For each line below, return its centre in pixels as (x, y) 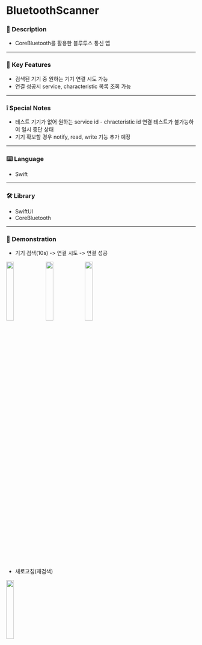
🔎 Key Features (29, 65)
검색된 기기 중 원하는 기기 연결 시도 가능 (61, 78)
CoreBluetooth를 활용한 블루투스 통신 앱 (63, 43)
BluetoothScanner (53, 11)
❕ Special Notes (29, 108)
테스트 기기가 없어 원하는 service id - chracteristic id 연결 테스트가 (94, 122)
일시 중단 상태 (38, 130)
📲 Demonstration (32, 239)
